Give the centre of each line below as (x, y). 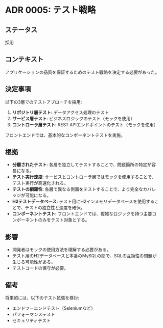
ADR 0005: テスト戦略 (51, 10)
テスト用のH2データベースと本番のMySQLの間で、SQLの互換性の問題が (84, 256)
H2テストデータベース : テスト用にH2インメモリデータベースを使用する (83, 201)
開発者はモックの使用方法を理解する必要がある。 (61, 250)
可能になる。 (38, 195)
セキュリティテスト (31, 321)
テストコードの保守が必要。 (40, 268)
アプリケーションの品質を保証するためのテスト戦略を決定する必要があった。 (82, 72)
